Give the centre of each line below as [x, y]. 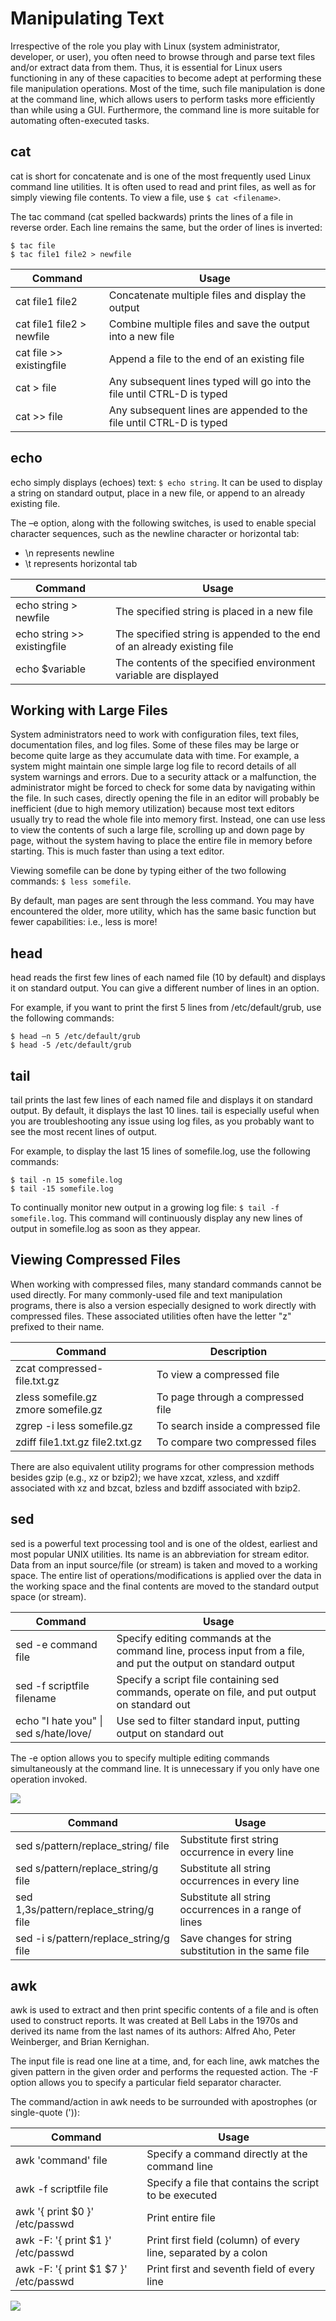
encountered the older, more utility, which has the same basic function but [163, 911]
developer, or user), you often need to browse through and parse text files [163, 56]
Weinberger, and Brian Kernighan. [80, 2042]
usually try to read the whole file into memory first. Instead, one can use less [168, 819]
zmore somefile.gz [59, 1409]
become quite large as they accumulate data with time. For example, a [155, 756]
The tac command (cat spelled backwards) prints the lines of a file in [152, 216]
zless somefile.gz [56, 1397]
